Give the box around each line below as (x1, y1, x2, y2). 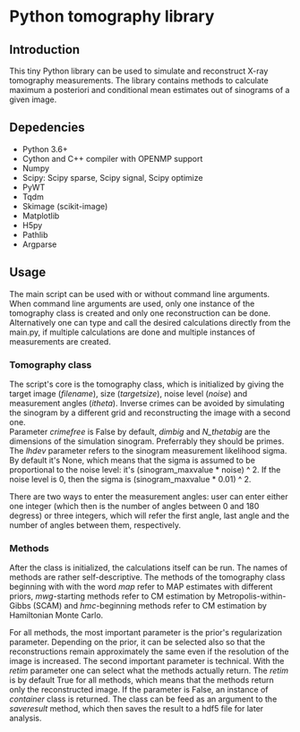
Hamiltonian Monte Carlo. (9, 610, 104, 621)
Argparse (21, 239, 57, 250)
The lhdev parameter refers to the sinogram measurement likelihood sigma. (9, 445, 287, 455)
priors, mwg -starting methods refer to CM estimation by (9, 591, 216, 601)
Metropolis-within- (217, 591, 287, 601)
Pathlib (21, 229, 48, 240)
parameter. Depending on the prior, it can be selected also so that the (9, 637, 266, 648)
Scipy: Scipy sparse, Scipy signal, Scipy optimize (21, 172, 203, 183)
